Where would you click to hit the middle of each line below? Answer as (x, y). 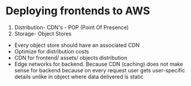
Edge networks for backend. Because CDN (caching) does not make (98, 64)
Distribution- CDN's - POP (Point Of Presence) (72, 27)
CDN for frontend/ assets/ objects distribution (71, 58)
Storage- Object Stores (43, 33)
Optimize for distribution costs (51, 51)
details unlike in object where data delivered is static (79, 77)
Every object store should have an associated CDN (77, 45)
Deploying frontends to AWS (78, 11)
